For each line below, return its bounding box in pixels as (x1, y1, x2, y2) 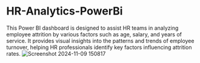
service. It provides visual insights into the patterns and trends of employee (6, 37, 195, 44)
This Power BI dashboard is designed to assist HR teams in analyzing (6, 24, 179, 31)
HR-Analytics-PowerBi (6, 4, 123, 18)
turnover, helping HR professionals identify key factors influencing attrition (6, 44, 192, 51)
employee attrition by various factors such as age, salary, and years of (6, 30, 182, 38)
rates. (6, 50, 21, 57)
